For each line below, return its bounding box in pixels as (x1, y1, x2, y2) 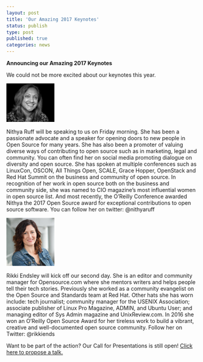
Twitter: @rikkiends (6, 330, 55, 338)
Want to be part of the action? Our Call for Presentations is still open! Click (6, 342, 193, 349)
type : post (6, 29, 34, 35)
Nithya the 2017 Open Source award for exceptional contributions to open (6, 199, 191, 207)
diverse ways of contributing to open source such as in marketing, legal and (6, 147, 197, 155)
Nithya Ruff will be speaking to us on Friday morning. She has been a (6, 128, 180, 135)
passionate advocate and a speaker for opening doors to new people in (6, 134, 186, 141)
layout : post (6, 10, 40, 16)
